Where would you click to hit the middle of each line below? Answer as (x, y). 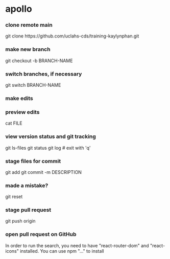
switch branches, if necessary (44, 74)
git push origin (20, 221)
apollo (19, 9)
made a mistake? (27, 185)
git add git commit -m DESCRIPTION (43, 172)
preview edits (22, 112)
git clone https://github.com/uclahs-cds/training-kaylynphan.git (72, 36)
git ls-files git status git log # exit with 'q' (48, 148)
